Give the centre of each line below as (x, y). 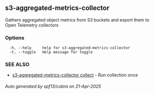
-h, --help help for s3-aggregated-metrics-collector (70, 48)
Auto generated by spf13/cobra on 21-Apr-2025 (53, 86)
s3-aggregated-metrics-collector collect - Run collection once (75, 75)
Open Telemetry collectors (32, 25)
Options (15, 38)
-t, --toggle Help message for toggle (51, 52)
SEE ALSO (17, 65)
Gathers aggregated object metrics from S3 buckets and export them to (77, 20)
